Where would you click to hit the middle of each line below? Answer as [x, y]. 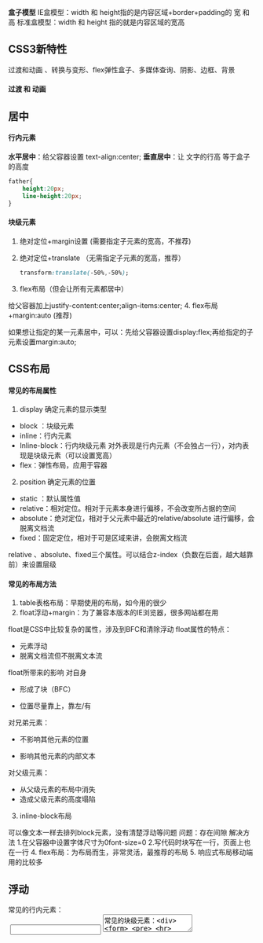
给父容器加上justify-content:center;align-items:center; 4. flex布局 [113, 305]
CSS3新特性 [38, 49]
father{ [21, 182]
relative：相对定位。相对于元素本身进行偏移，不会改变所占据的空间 [128, 508]
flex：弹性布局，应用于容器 [63, 465]
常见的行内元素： [36, 910]
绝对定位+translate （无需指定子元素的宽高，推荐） [102, 258]
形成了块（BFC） [47, 689]
